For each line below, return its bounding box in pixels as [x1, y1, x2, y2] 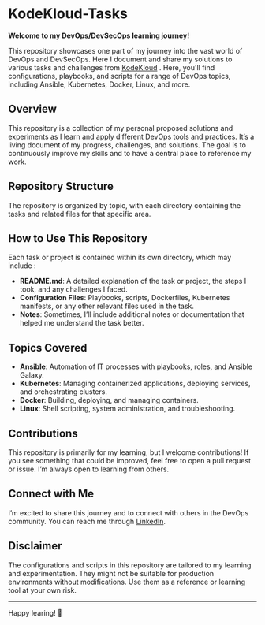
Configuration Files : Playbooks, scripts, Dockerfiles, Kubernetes [19, 293, 230, 303]
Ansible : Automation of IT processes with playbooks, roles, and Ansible [19, 362, 253, 371]
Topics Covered [8, 340, 88, 355]
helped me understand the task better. [19, 318, 144, 328]
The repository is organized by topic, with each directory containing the [8, 200, 241, 210]
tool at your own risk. [8, 585, 77, 595]
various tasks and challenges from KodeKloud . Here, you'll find [8, 62, 215, 72]
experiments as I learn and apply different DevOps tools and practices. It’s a [8, 132, 255, 141]
